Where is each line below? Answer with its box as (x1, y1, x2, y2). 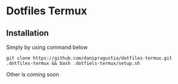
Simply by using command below (6, 43, 88, 51)
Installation (6, 28, 49, 38)
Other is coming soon (6, 71, 59, 78)
